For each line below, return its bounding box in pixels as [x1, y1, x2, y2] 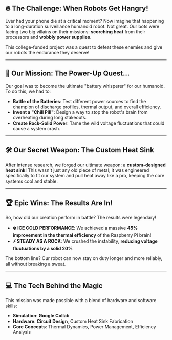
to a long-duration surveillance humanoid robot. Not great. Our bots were [5, 23, 160, 29]
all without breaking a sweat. [5, 261, 66, 267]
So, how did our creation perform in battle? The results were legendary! [5, 215, 156, 221]
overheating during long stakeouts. [12, 114, 87, 121]
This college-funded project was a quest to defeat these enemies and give [5, 44, 163, 50]
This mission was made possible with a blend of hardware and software [5, 297, 157, 304]
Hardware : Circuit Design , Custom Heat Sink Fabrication [12, 318, 133, 325]
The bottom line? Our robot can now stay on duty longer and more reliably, [5, 255, 163, 262]
